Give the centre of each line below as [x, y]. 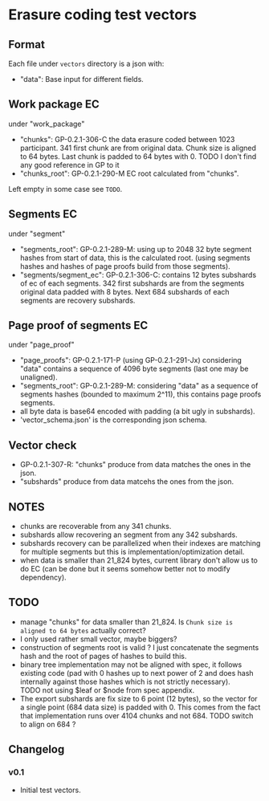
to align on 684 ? [48, 724]
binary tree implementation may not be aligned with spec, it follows [131, 665]
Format [27, 45]
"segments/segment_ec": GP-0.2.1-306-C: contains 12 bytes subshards [138, 274]
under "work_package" [47, 124]
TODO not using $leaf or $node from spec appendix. [107, 690]
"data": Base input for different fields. [82, 79]
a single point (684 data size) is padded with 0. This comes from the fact [140, 707]
